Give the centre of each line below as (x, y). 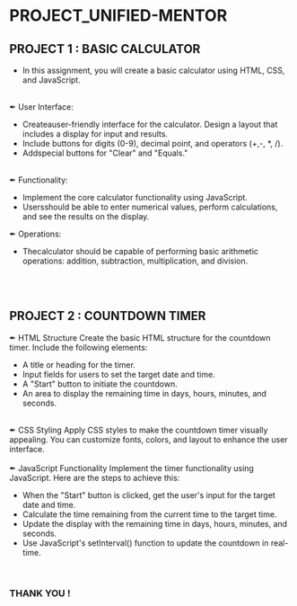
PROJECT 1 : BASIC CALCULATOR (105, 49)
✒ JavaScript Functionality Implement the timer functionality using (131, 468)
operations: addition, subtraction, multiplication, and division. (135, 261)
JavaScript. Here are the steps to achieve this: (95, 477)
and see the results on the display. (86, 216)
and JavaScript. (51, 80)
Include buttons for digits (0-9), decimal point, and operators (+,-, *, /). (153, 143)
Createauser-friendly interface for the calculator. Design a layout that (150, 124)
